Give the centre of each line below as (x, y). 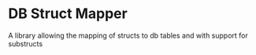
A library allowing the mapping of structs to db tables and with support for (128, 35)
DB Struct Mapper (68, 14)
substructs (26, 43)
